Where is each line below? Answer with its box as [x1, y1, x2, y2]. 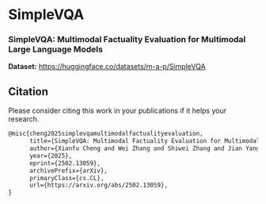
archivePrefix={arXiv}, [28, 167, 108, 175]
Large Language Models [8, 44, 103, 55]
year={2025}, [28, 152, 73, 160]
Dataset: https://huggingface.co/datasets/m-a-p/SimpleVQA [8, 62, 206, 71]
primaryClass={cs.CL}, [28, 174, 104, 182]
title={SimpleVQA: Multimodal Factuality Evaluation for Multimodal [28, 137, 260, 145]
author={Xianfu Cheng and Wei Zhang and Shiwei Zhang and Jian [28, 144, 243, 152]
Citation [8, 85, 49, 98]
